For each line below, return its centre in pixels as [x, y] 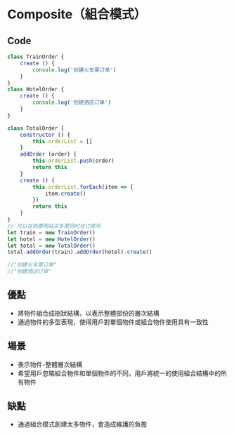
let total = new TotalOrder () [52, 246]
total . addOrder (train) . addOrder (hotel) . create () [80, 252]
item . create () [65, 194]
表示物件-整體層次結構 [50, 364]
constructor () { [45, 135]
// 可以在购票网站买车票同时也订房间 [54, 226]
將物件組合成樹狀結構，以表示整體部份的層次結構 [88, 313]
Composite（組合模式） [77, 14]
